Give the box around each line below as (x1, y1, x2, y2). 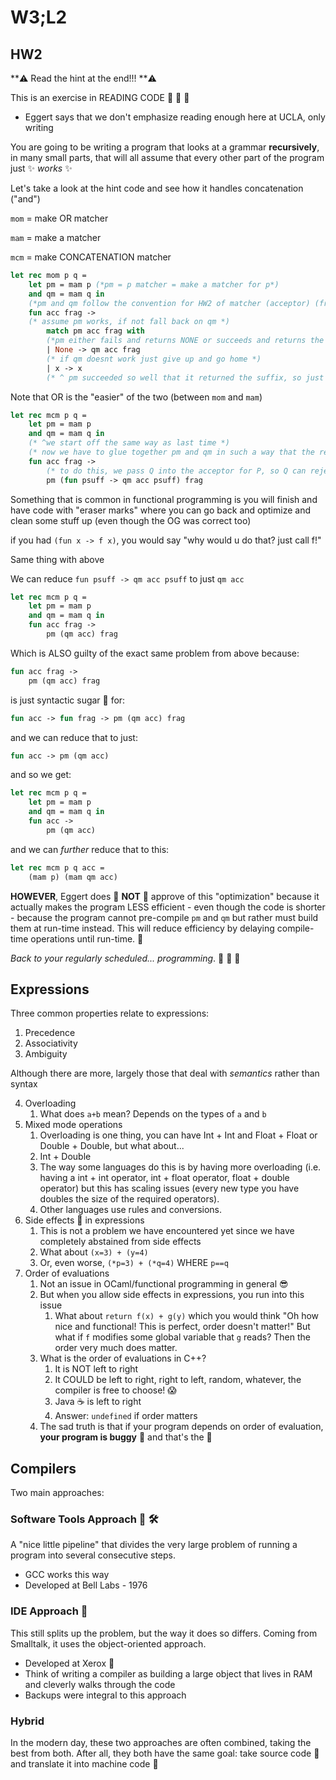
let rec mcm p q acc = (10, 862, 105, 873)
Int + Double (39, 1151, 92, 1163)
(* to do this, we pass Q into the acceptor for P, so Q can (46, 466, 307, 476)
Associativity (24, 1037, 78, 1050)
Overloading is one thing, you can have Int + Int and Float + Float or (39, 1129, 318, 1141)
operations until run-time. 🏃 (30, 932, 144, 945)
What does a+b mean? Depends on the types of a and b (39, 1108, 267, 1120)
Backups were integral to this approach (24, 1689, 187, 1701)
